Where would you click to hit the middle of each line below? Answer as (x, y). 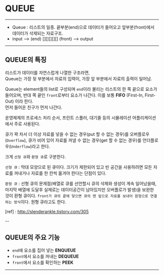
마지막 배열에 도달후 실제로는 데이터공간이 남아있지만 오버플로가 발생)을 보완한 (80, 189)
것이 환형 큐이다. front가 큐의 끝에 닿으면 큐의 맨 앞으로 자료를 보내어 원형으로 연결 (81, 196)
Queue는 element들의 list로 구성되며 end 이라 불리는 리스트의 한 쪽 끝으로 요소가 (81, 89)
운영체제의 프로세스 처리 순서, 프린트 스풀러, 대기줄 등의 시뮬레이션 (68, 118)
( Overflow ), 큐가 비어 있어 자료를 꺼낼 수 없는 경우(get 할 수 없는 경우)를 (73, 140)
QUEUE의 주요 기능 (32, 238)
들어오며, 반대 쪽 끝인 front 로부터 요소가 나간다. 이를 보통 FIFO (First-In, (74, 95)
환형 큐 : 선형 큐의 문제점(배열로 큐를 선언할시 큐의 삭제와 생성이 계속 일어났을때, (81, 183)
